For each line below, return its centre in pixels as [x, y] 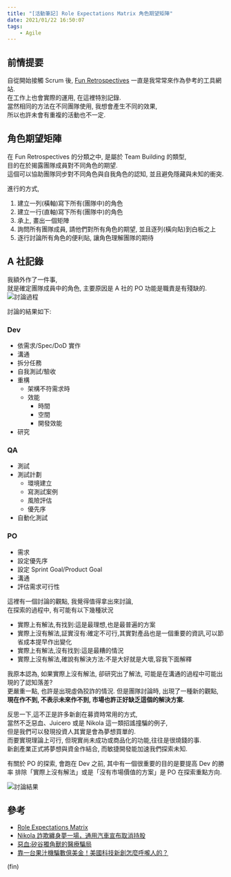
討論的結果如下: [29, 311]
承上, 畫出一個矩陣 [43, 220]
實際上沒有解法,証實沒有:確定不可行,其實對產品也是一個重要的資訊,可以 [117, 633]
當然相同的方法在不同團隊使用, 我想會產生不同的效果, [82, 106]
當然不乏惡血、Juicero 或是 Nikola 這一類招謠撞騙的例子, [88, 722]
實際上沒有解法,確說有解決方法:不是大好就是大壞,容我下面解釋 [104, 659]
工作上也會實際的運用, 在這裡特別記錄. [67, 98]
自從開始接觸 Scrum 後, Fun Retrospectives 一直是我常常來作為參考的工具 [111, 81]
